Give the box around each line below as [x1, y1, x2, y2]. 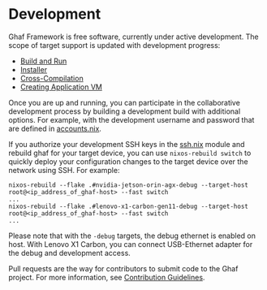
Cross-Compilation [19, 73, 84, 83]
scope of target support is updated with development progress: [8, 40, 221, 50]
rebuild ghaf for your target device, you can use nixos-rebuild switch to [8, 148, 252, 158]
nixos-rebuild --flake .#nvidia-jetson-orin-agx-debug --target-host [8, 180, 249, 189]
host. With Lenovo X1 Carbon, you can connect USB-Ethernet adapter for [8, 239, 253, 249]
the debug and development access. [8, 248, 131, 258]
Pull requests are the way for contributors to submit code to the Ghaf [8, 263, 239, 273]
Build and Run [19, 56, 67, 66]
